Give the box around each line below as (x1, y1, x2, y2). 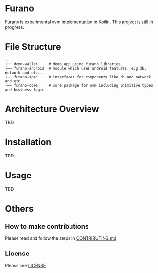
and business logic (5, 87, 45, 92)
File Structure (5, 41, 61, 53)
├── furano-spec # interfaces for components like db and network (5, 74, 151, 79)
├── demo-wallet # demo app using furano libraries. (5, 61, 123, 66)
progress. (5, 24, 24, 30)
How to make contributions (5, 222, 89, 231)
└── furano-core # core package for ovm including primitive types (5, 83, 153, 88)
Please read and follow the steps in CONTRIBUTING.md (5, 235, 117, 241)
